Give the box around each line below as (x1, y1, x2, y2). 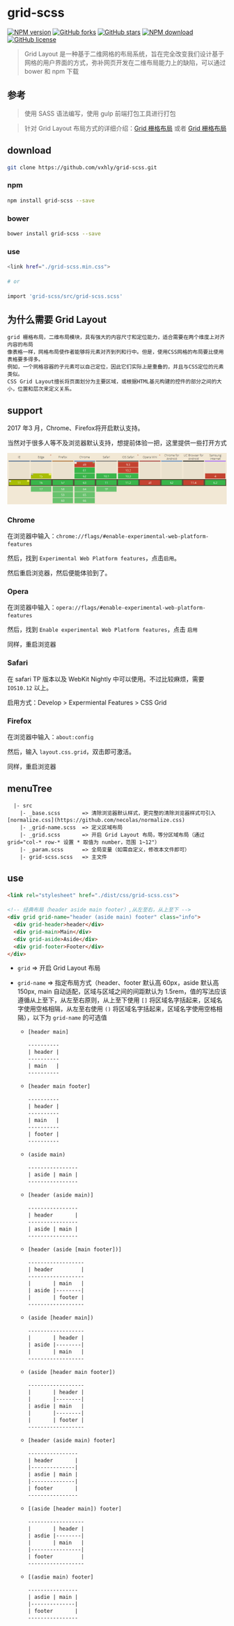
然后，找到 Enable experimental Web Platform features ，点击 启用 (7, 625, 198, 634)
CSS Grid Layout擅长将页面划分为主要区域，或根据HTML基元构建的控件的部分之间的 (7, 378, 217, 386)
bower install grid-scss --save (7, 230, 101, 237)
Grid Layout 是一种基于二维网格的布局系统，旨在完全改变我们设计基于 (24, 49, 224, 58)
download (7, 145, 52, 157)
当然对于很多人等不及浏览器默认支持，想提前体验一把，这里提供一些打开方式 (7, 439, 227, 447)
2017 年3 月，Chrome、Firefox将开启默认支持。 (7, 424, 144, 432)
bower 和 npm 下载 (24, 67, 79, 75)
